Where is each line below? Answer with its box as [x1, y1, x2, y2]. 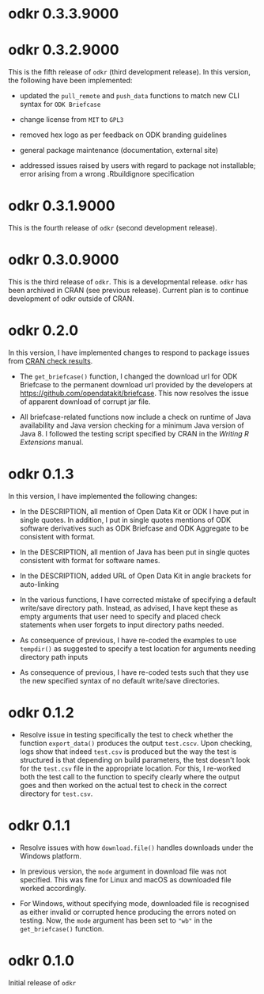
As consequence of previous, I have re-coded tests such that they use [19, 667, 249, 677]
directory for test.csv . [19, 789, 93, 798]
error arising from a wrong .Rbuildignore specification [19, 169, 195, 179]
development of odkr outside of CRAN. [8, 294, 134, 303]
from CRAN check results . [8, 356, 93, 365]
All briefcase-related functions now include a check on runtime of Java [19, 412, 251, 421]
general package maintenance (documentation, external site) [19, 146, 219, 155]
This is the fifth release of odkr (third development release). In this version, [8, 67, 251, 77]
